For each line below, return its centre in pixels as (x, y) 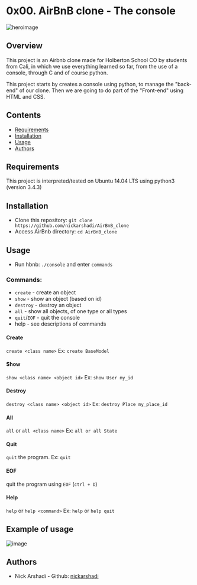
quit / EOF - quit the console (47, 318)
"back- (183, 84)
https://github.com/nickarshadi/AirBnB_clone (72, 226)
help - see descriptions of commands (60, 324)
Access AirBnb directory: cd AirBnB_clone (66, 232)
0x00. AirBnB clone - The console (91, 11)
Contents (24, 116)
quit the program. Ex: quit (38, 457)
